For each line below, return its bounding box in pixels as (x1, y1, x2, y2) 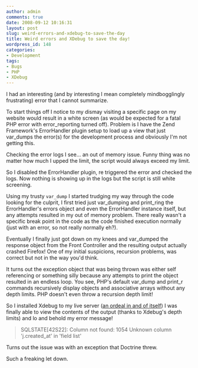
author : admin (6, 8, 41, 15)
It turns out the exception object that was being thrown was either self (6, 266, 177, 273)
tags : (6, 58, 19, 64)
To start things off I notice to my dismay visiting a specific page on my (6, 109, 177, 116)
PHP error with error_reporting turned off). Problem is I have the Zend (6, 121, 175, 128)
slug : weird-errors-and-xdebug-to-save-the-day (6, 31, 126, 37)
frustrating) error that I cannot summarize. (6, 97, 108, 104)
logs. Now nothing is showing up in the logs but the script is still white (6, 175, 176, 182)
